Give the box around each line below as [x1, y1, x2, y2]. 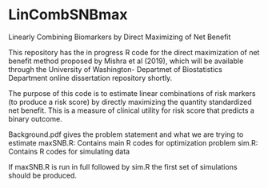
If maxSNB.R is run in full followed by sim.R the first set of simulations [8, 162, 238, 171]
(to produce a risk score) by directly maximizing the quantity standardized [8, 97, 252, 106]
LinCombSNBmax [8, 6, 128, 24]
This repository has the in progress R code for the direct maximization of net [8, 47, 260, 57]
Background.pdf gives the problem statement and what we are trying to [8, 130, 244, 139]
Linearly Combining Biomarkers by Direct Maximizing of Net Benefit [8, 32, 231, 42]
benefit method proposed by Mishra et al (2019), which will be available [8, 56, 244, 66]
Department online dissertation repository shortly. [8, 73, 173, 82]
